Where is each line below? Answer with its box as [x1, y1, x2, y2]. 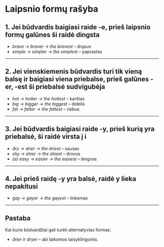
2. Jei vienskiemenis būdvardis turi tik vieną [5, 67, 142, 76]
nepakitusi [5, 182, 38, 191]
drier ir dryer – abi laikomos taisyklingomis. [12, 236, 99, 243]
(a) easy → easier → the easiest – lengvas [12, 156, 97, 162]
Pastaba [5, 214, 31, 222]
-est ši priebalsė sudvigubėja [14, 83, 105, 91]
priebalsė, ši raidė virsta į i [5, 133, 87, 141]
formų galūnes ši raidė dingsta [5, 30, 100, 39]
